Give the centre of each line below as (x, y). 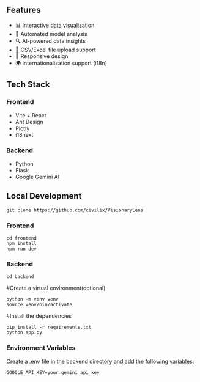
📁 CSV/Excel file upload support (55, 50)
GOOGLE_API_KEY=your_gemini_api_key (53, 372)
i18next (24, 134)
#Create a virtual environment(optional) (56, 288)
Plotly (22, 128)
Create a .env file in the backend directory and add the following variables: (100, 361)
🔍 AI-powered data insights (50, 41)
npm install (21, 243)
